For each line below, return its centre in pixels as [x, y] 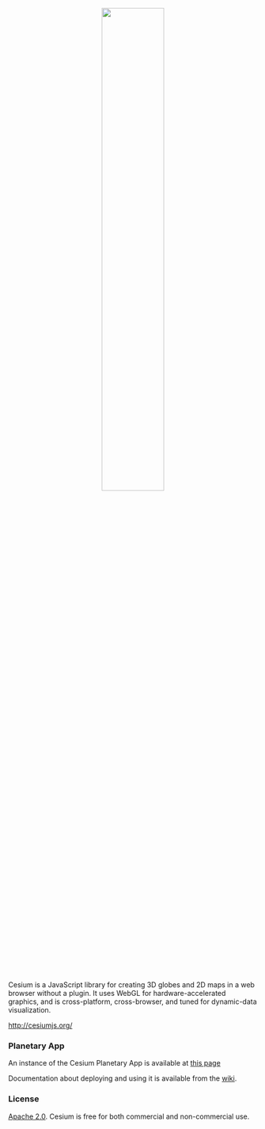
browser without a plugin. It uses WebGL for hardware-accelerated [117, 993]
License [24, 1099]
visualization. [30, 1010]
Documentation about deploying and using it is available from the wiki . [123, 1078]
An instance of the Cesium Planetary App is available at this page [115, 1063]
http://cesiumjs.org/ [40, 1025]
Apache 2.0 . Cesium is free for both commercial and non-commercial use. [129, 1116]
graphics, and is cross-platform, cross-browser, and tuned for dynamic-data [132, 1001]
